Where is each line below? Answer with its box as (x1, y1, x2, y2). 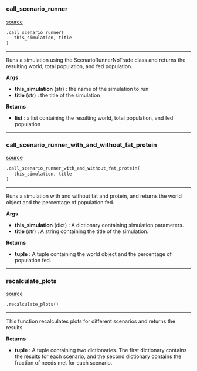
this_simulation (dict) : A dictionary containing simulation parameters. (14, 222, 184, 229)
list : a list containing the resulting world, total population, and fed (14, 114, 174, 122)
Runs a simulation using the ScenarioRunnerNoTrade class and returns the (6, 56, 186, 63)
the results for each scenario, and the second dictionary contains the (14, 353, 182, 360)
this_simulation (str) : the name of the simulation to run (14, 86, 149, 93)
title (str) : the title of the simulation (14, 92, 100, 99)
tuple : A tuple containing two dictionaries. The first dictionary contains (14, 347, 187, 354)
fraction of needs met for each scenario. (14, 359, 113, 366)
